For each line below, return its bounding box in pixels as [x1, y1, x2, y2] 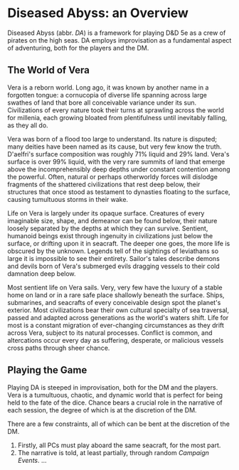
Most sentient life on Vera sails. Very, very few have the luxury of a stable [7, 283, 223, 292]
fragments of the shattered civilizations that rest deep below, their [7, 180, 201, 188]
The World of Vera [7, 64, 90, 76]
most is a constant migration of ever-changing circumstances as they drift [7, 321, 224, 329]
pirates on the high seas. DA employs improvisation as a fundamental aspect [7, 36, 232, 44]
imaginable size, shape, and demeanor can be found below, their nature [7, 216, 218, 225]
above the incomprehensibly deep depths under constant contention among [7, 165, 230, 173]
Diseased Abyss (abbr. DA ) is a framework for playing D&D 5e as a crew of [7, 28, 226, 37]
